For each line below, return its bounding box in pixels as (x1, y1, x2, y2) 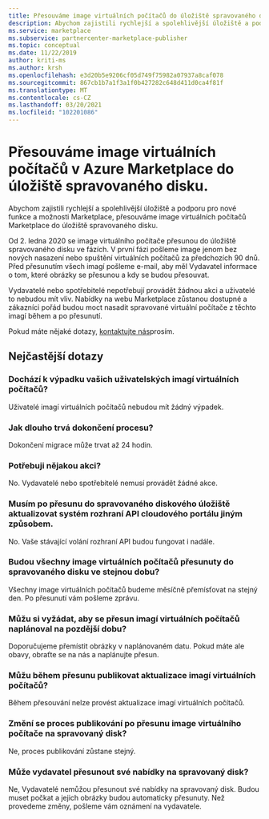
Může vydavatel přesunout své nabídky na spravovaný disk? (8, 766, 249, 777)
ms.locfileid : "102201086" (8, 109, 98, 117)
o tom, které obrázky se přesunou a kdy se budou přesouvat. (8, 270, 210, 279)
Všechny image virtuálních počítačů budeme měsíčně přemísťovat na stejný (8, 584, 258, 594)
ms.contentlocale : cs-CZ (8, 94, 91, 102)
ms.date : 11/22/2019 (8, 49, 78, 57)
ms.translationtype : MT (8, 86, 88, 94)
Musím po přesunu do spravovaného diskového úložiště (8, 498, 231, 509)
